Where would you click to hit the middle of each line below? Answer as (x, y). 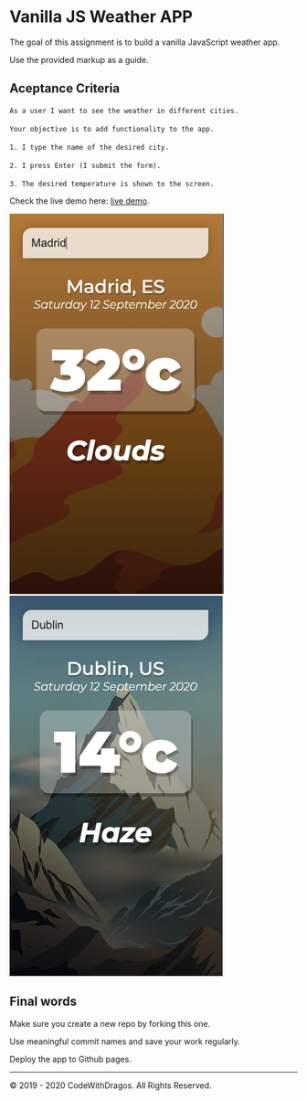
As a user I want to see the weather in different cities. (124, 111)
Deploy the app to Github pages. (71, 1059)
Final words (43, 1002)
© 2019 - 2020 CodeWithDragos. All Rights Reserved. (111, 1085)
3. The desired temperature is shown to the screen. (112, 184)
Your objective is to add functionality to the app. (112, 129)
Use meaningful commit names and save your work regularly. (125, 1041)
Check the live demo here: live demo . (79, 201)
